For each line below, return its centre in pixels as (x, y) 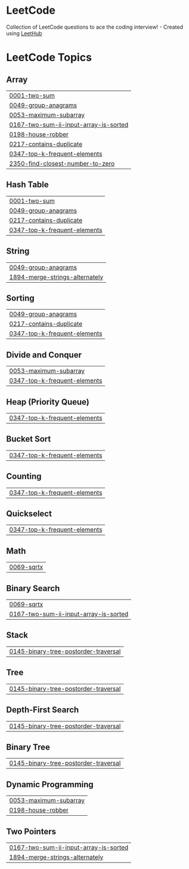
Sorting (20, 298)
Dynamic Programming (50, 784)
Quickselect (29, 514)
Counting (24, 477)
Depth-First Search (43, 710)
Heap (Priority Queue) (48, 402)
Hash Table (27, 185)
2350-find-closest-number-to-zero (62, 163)
